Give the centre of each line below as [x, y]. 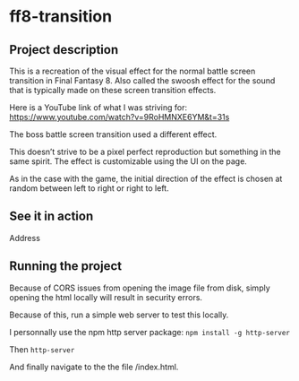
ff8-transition [61, 17]
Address [25, 238]
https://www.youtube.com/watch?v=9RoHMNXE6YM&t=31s [120, 117]
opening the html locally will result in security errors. [106, 297]
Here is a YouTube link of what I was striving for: [98, 108]
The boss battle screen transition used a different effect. [113, 134]
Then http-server [42, 349]
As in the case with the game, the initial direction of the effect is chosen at [146, 178]
